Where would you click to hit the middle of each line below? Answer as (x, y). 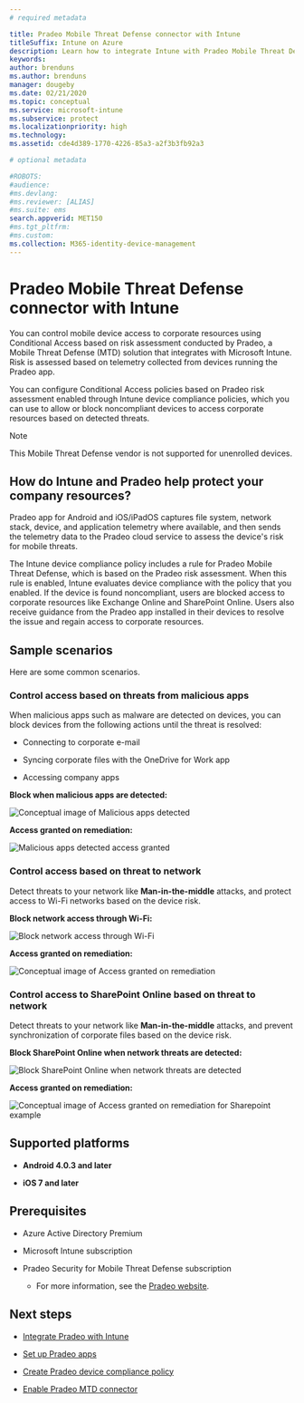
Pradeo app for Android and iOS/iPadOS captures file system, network (140, 518)
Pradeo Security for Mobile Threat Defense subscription (127, 1268)
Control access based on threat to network (105, 871)
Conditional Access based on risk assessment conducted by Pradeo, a (141, 343)
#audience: (30, 185)
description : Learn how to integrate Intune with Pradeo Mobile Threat (147, 51)
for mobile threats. (44, 547)
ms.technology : (38, 135)
